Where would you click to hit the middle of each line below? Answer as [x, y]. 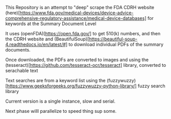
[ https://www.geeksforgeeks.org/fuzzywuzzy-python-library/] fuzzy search [85, 86]
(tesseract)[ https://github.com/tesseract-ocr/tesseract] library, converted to [86, 65]
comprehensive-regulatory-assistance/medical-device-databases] [76, 18]
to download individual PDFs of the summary [116, 44]
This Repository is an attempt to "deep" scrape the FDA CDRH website [80, 7]
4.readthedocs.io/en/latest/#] [36, 44]
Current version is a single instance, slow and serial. [60, 101]
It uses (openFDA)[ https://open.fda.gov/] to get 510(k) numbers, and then [83, 33]
